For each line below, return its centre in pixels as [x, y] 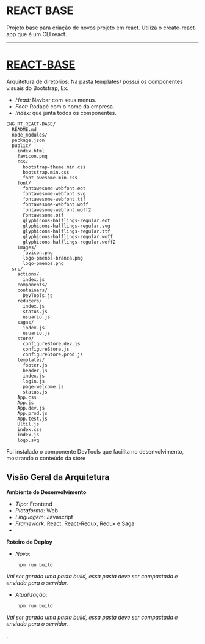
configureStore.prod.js [53, 354]
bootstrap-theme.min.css [54, 167]
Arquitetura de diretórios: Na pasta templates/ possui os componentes [95, 81]
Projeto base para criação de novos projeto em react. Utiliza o [84, 28]
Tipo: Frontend [34, 504]
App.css [27, 397]
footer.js [35, 365]
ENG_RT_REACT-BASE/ [31, 124]
